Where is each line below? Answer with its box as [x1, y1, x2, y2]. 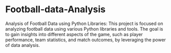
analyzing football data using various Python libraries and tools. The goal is [5, 25, 163, 32]
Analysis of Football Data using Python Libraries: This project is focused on [5, 20, 163, 26]
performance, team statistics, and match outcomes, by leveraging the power [5, 37, 166, 43]
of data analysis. [5, 42, 40, 48]
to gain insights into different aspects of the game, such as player [5, 31, 143, 37]
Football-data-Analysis [5, 4, 106, 15]
